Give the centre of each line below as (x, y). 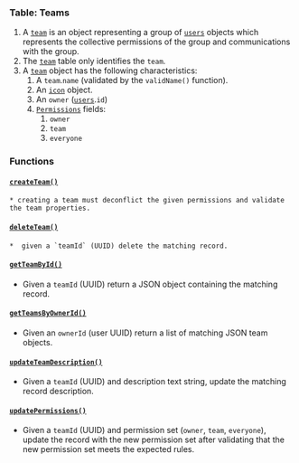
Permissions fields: (71, 109)
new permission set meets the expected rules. (108, 449)
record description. (58, 392)
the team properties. (50, 208)
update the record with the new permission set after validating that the (153, 439)
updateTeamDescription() (56, 362)
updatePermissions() (48, 411)
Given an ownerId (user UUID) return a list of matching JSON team (145, 333)
